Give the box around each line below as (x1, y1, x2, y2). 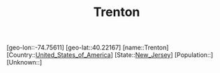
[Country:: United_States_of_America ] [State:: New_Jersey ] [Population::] (6, 51, 214, 59)
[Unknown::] (6, 58, 43, 67)
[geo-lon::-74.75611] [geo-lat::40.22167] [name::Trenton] (6, 43, 169, 52)
